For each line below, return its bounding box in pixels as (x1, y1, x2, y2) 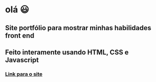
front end (5, 31, 35, 40)
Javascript (5, 56, 39, 64)
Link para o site (5, 71, 43, 78)
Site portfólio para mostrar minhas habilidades (5, 24, 152, 32)
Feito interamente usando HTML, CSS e (5, 48, 129, 56)
